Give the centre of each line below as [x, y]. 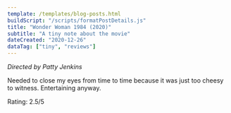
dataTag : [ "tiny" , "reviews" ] [52, 47]
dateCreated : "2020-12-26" [47, 40]
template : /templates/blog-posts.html [64, 14]
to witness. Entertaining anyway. [54, 88]
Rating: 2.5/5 [26, 102]
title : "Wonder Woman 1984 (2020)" [60, 27]
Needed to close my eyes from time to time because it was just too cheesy [115, 81]
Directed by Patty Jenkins [45, 67]
